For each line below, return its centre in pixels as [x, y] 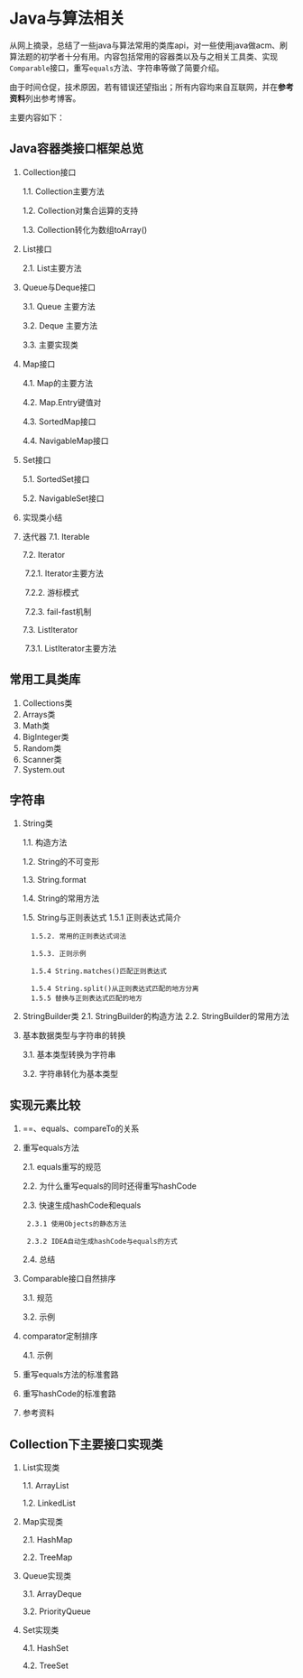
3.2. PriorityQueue [56, 1611]
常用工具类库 [45, 679]
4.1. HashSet [46, 1648]
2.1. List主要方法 [52, 268]
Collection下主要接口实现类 [86, 1444]
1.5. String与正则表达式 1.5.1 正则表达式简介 [102, 918]
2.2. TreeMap [47, 1557]
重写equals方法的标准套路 [70, 1375]
